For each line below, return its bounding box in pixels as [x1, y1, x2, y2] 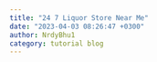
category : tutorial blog [9, 38, 104, 48]
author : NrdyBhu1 [9, 30, 76, 39]
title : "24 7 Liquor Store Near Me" [9, 13, 149, 23]
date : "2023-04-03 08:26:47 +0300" [9, 22, 145, 31]
